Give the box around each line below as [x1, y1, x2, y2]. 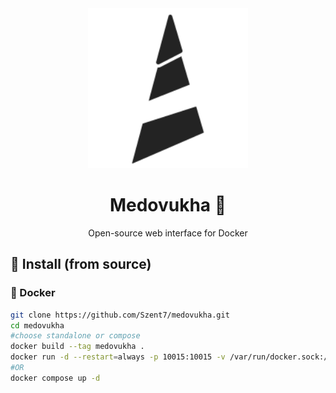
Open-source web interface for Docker [88, 227, 248, 239]
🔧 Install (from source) [10, 256, 152, 273]
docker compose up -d [10, 373, 101, 383]
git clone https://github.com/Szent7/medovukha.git [10, 310, 230, 320]
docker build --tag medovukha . [10, 342, 145, 352]
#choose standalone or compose [10, 331, 141, 341]
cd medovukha [10, 320, 65, 331]
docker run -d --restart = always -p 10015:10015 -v [10, 352, 226, 362]
